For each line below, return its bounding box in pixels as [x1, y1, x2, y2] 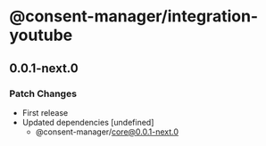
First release [21, 107, 69, 118]
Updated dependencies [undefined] [21, 117, 154, 127]
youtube [9, 25, 73, 45]
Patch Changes [9, 87, 78, 100]
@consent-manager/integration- [9, 6, 259, 27]
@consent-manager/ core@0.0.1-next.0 [35, 126, 179, 137]
